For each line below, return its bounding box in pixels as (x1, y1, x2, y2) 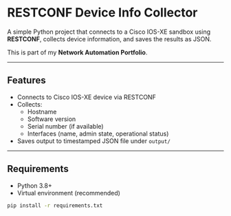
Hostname (27, 107, 57, 116)
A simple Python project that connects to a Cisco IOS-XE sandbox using (7, 28, 211, 36)
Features (7, 74, 46, 87)
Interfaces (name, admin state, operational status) (27, 129, 169, 138)
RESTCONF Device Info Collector (7, 5, 198, 21)
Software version (27, 115, 76, 123)
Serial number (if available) (27, 122, 104, 130)
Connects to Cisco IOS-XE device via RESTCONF (16, 93, 156, 101)
